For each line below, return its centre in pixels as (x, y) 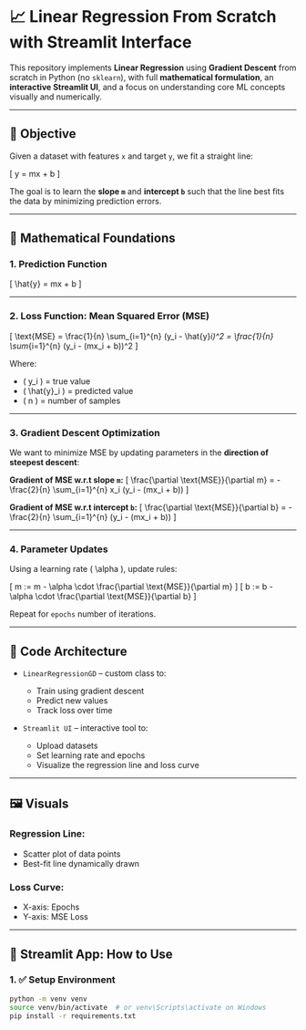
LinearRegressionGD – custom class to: (94, 673)
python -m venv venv (49, 999)
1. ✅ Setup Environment (62, 980)
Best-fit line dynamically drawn (81, 863)
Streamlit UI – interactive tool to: (85, 728)
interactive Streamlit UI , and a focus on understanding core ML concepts (148, 87)
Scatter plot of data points (71, 854)
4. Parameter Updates (59, 549)
